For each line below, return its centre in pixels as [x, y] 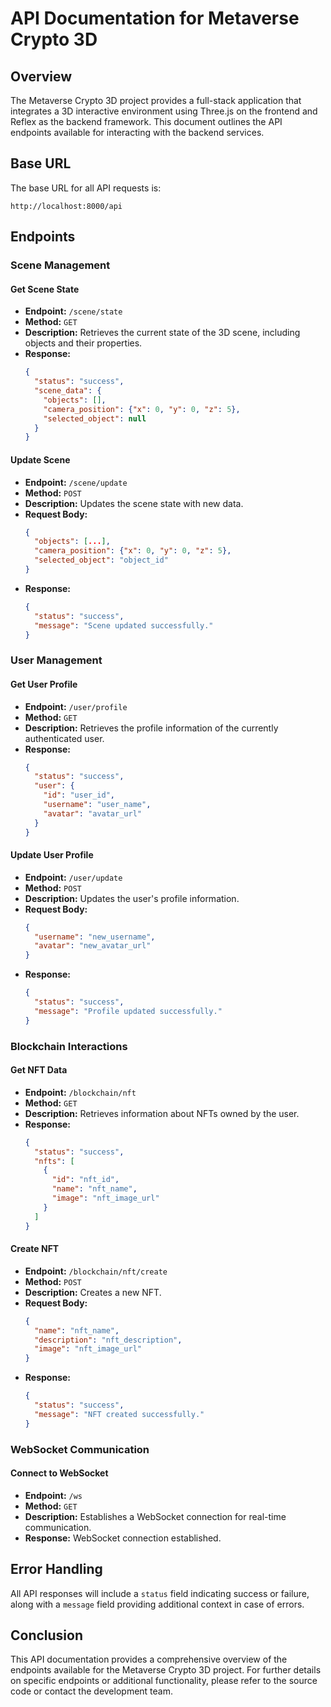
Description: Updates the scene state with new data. [134, 503]
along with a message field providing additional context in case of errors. [157, 1604]
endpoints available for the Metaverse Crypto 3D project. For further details [166, 1670]
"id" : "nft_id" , [85, 1180]
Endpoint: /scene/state [73, 311]
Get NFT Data [39, 1070]
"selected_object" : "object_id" [101, 560]
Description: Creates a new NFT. [93, 1292]
